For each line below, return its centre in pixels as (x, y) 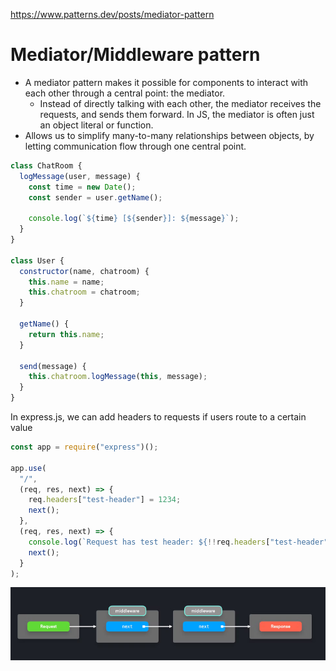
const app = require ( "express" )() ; (84, 447)
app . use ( (28, 468)
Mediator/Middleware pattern (135, 55)
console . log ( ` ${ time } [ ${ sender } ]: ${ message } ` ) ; (134, 219)
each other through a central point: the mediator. (125, 93)
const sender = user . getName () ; (95, 197)
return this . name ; (66, 334)
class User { (37, 260)
